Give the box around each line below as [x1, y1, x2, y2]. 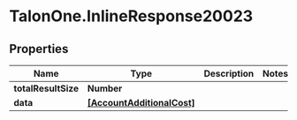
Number [87, 82, 123, 94]
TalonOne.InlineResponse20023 [9, 6, 254, 26]
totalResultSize [13, 82, 80, 94]
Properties [9, 41, 69, 56]
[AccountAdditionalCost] [87, 97, 196, 109]
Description [203, 68, 255, 79]
